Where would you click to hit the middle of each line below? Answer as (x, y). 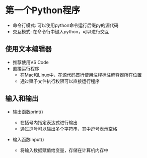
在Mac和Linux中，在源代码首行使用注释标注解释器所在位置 (81, 75)
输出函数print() (28, 112)
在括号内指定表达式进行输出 (49, 122)
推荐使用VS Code (30, 62)
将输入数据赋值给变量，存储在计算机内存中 (64, 150)
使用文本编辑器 (28, 49)
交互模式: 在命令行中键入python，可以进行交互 (61, 31)
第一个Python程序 (43, 10)
